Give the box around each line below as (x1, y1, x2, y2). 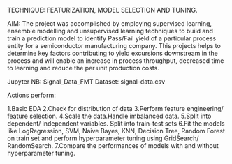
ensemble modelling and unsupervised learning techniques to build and (7, 27, 214, 35)
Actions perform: (7, 91, 56, 99)
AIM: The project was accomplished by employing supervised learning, (7, 20, 212, 27)
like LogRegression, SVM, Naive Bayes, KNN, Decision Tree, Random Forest (7, 127, 225, 135)
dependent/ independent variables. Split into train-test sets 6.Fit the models (7, 119, 225, 128)
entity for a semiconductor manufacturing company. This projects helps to (7, 42, 222, 50)
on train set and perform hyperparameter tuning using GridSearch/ (7, 134, 199, 142)
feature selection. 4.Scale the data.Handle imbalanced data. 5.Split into (7, 112, 212, 120)
